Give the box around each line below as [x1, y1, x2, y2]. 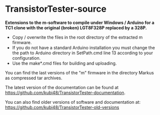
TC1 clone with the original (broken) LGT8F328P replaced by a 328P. [5, 24, 147, 30]
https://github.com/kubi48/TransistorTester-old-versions [5, 104, 119, 110]
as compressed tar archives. [5, 75, 63, 81]
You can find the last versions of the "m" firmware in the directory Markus [5, 69, 154, 75]
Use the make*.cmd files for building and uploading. [12, 60, 117, 66]
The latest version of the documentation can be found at [5, 84, 119, 90]
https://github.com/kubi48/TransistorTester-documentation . [5, 90, 126, 95]
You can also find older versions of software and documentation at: [5, 99, 141, 105]
